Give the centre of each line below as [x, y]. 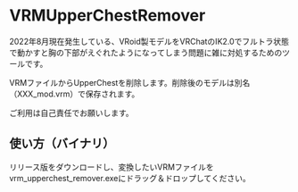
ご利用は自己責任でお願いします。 [71, 113]
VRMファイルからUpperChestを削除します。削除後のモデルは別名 [130, 82]
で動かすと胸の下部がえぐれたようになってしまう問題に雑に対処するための [146, 52]
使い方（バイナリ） [62, 144]
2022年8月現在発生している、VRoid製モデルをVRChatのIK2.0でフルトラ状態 [149, 41]
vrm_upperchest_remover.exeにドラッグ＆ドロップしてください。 [130, 178]
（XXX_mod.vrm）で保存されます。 [74, 94]
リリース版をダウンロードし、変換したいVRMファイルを [112, 167]
